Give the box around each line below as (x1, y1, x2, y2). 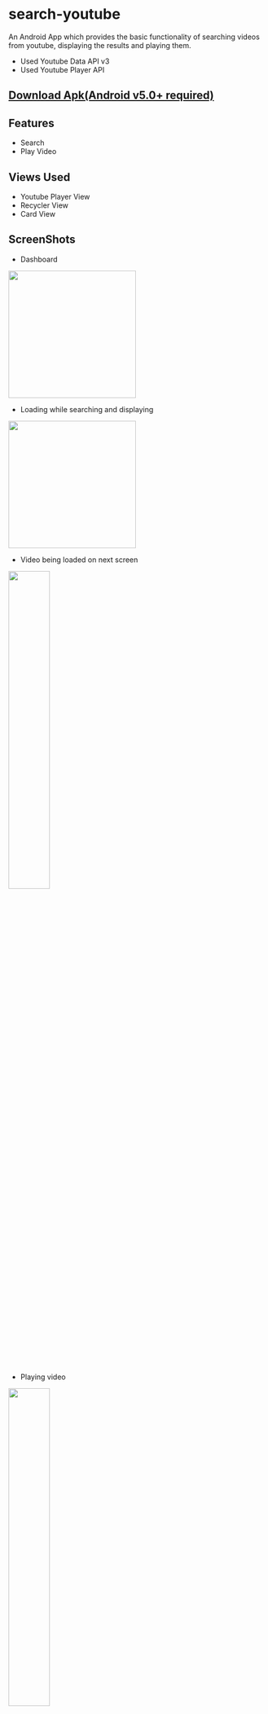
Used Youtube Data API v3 (20, 56, 110, 66)
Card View (20, 209, 55, 218)
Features (8, 116, 55, 130)
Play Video (20, 147, 57, 156)
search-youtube (8, 5, 121, 24)
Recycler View (20, 200, 69, 210)
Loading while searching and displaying (20, 404, 154, 414)
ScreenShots (8, 233, 76, 247)
